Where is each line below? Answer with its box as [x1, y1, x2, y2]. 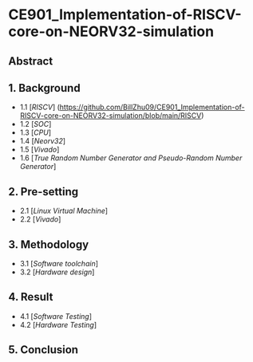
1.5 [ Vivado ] [19, 145, 60, 155]
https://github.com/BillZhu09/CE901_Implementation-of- [59, 102, 245, 112]
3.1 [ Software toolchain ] [19, 259, 98, 269]
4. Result [8, 290, 53, 304]
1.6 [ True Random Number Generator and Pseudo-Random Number [19, 153, 243, 163]
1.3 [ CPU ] [19, 128, 52, 137]
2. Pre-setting [8, 185, 79, 199]
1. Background [8, 81, 81, 95]
